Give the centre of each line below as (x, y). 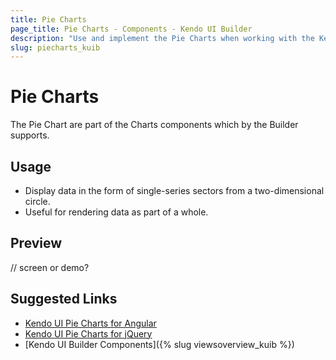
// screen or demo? (50, 267)
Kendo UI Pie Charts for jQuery (88, 333)
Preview (36, 243)
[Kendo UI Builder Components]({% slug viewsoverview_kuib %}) (159, 344)
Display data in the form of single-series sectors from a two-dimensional (174, 190)
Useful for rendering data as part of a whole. (116, 212)
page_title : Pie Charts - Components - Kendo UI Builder (131, 29)
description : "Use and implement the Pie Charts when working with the (162, 38)
